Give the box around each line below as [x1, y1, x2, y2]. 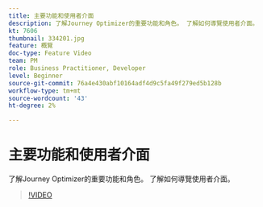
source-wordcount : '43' [8, 94, 89, 102]
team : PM [8, 57, 38, 65]
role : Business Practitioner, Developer [8, 64, 147, 72]
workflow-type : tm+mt [8, 86, 81, 95]
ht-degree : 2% [8, 101, 56, 110]
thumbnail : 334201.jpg [8, 34, 85, 43]
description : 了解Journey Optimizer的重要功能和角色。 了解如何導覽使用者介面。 [8, 19, 259, 27]
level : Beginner [8, 72, 63, 80]
